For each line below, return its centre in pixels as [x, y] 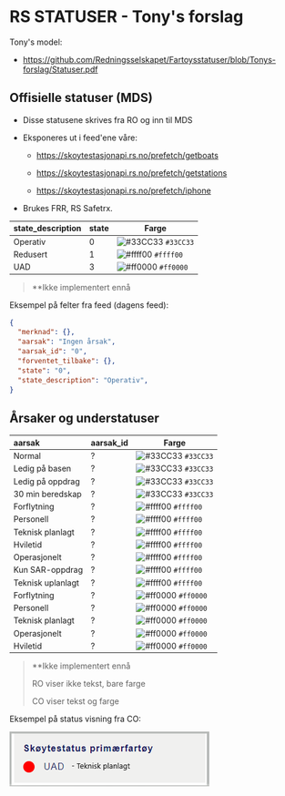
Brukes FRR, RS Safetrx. [68, 208]
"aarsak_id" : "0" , [53, 352]
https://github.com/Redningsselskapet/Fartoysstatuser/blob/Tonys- [149, 59]
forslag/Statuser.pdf [60, 69]
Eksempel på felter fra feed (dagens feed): [89, 305]
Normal [27, 456]
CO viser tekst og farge [76, 701]
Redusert [31, 254]
